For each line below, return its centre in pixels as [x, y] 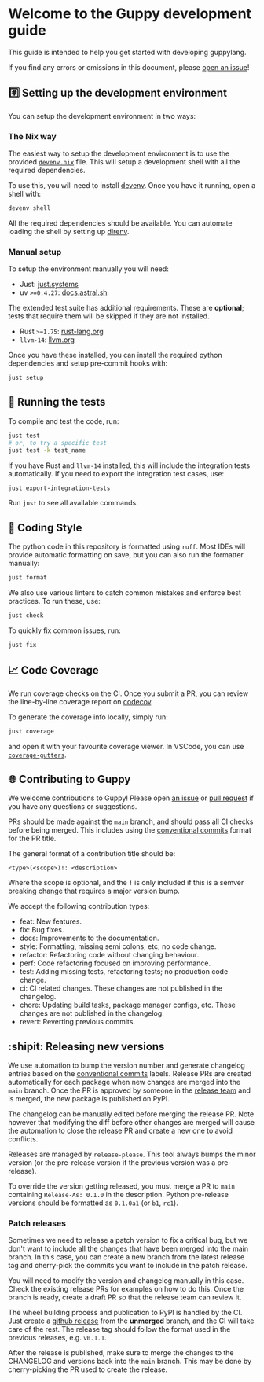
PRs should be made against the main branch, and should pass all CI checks [131, 821]
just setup [26, 378]
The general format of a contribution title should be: [92, 854]
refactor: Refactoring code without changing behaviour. [109, 955]
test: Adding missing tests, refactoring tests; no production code [124, 972]
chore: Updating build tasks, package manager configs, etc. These [127, 1005]
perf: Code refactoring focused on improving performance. [115, 963]
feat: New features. [51, 921]
